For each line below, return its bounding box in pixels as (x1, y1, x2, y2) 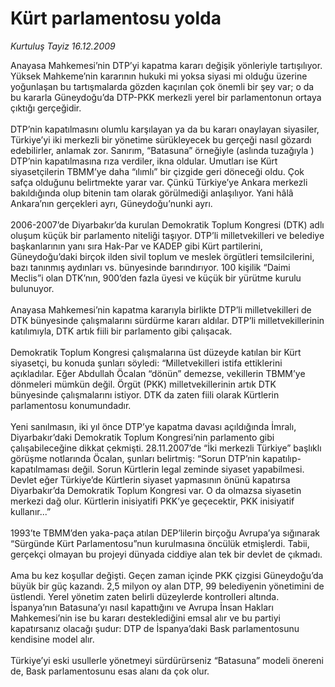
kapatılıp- (262, 452, 302, 464)
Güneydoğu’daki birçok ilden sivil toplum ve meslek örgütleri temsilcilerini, (10, 250, 315, 262)
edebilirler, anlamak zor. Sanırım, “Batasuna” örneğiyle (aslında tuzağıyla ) (10, 144, 315, 156)
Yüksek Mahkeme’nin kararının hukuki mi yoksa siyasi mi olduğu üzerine (10, 70, 308, 82)
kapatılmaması (10, 463, 70, 475)
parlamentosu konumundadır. (10, 399, 132, 411)
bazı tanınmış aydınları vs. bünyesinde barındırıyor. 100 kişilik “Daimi (10, 261, 291, 273)
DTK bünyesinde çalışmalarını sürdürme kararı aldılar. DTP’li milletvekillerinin (10, 314, 325, 326)
